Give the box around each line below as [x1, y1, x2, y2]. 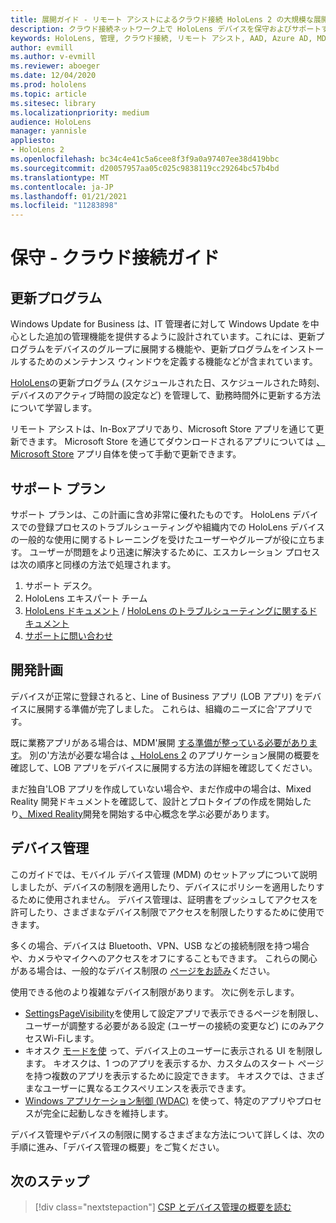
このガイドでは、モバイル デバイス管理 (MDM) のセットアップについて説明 [10, 868, 318, 880]
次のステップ [10, 1172, 90, 1190]
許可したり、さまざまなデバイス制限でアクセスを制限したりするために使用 [10, 906, 317, 918]
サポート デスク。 [24, 579, 98, 591]
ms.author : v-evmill [10, 52, 97, 62]
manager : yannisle [10, 126, 87, 136]
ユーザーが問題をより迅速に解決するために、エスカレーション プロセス [29, 546, 321, 558]
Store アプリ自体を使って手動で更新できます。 [51, 448, 242, 460]
